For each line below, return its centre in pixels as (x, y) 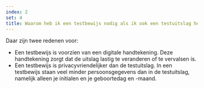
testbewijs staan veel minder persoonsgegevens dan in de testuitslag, (102, 72)
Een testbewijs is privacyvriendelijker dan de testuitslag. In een (93, 65)
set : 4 (14, 18)
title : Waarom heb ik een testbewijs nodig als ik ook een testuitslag (98, 23)
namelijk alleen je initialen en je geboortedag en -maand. (86, 79)
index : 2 (17, 12)
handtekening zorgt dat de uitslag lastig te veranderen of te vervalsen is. (105, 59)
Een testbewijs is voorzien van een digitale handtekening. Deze (93, 53)
